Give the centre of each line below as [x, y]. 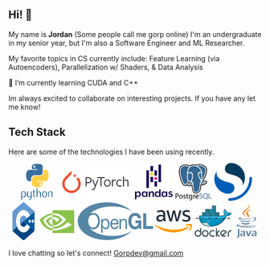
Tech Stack [37, 133]
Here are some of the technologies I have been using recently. [111, 152]
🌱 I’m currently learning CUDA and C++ [74, 82]
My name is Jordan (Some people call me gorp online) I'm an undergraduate [135, 34]
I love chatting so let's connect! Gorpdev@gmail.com [96, 253]
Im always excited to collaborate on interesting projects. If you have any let [132, 98]
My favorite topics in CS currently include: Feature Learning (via [114, 58]
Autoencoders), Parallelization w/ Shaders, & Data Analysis [106, 67]
